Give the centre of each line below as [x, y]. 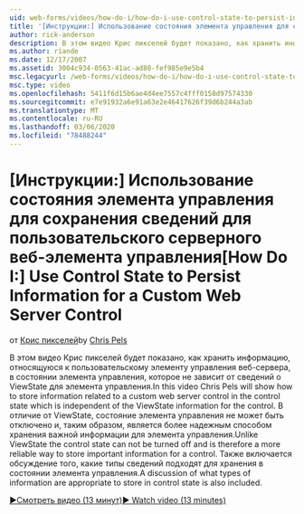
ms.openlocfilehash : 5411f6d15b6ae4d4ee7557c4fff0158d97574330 [131, 93]
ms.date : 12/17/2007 [48, 60]
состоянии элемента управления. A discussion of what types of [130, 472]
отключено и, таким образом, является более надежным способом [141, 424]
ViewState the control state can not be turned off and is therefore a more [145, 443]
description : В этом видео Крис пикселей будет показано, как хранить [145, 43]
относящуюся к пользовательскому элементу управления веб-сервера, [150, 366]
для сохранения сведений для [130, 219]
